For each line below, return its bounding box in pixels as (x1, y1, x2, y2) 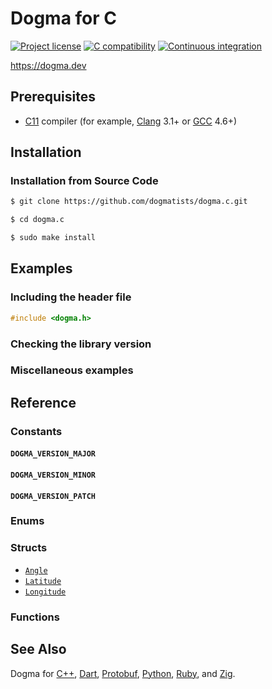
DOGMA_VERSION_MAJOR (10, 449, 97, 459)
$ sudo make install (10, 233, 97, 243)
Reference (10, 394, 77, 411)
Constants (10, 424, 63, 438)
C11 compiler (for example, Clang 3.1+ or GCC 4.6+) (24, 115, 238, 127)
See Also (10, 641, 67, 658)
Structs (10, 541, 48, 555)
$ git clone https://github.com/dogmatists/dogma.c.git (10, 197, 248, 207)
